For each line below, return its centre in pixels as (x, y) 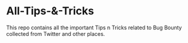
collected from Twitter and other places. (56, 33)
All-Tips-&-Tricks (50, 11)
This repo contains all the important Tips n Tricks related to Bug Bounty (94, 27)
